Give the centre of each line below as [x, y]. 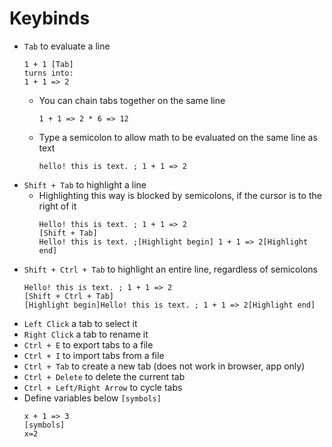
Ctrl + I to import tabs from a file [94, 355]
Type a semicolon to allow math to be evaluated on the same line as [178, 137]
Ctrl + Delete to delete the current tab [104, 376]
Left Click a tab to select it [80, 323]
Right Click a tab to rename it [86, 334]
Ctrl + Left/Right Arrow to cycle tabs [103, 387]
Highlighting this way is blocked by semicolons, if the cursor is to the [180, 195]
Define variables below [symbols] [92, 398]
